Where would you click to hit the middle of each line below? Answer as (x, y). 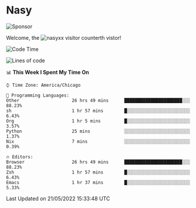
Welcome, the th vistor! (64, 37)
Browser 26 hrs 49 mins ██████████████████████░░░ (98, 162)
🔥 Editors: (20, 157)
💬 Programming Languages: (38, 95)
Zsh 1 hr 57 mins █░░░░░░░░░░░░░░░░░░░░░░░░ (98, 172)
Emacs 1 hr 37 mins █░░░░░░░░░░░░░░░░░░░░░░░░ (98, 182)
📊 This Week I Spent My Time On (48, 72)
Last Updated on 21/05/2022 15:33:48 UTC (58, 198)
